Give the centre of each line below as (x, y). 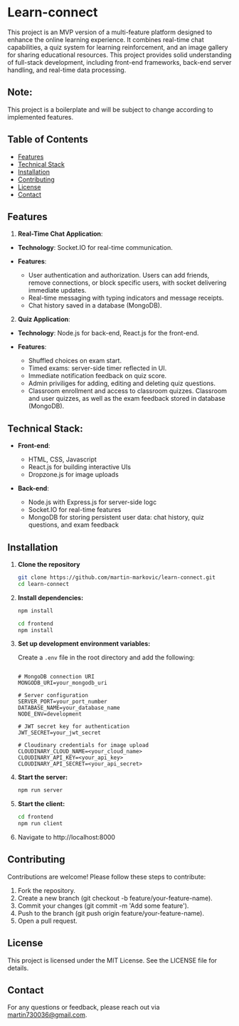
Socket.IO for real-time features (75, 510)
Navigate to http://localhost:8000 (67, 837)
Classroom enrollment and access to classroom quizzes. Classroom (128, 391)
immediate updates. (57, 290)
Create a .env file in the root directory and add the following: (106, 658)
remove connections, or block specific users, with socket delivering (127, 283)
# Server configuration (53, 696)
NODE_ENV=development (49, 714)
